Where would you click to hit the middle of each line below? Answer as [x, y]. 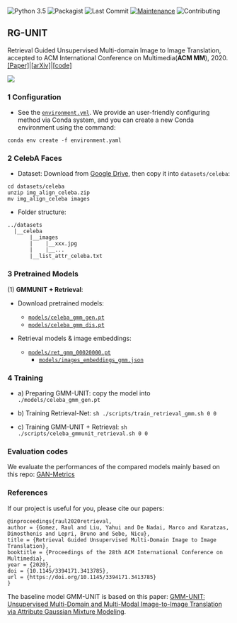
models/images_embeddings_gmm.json [91, 360]
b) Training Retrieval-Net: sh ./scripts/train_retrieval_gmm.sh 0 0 [117, 413]
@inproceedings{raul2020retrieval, [60, 521]
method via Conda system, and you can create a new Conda [106, 120]
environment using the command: [67, 128]
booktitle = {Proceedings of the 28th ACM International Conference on [115, 552]
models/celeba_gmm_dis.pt [66, 325]
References [28, 493]
